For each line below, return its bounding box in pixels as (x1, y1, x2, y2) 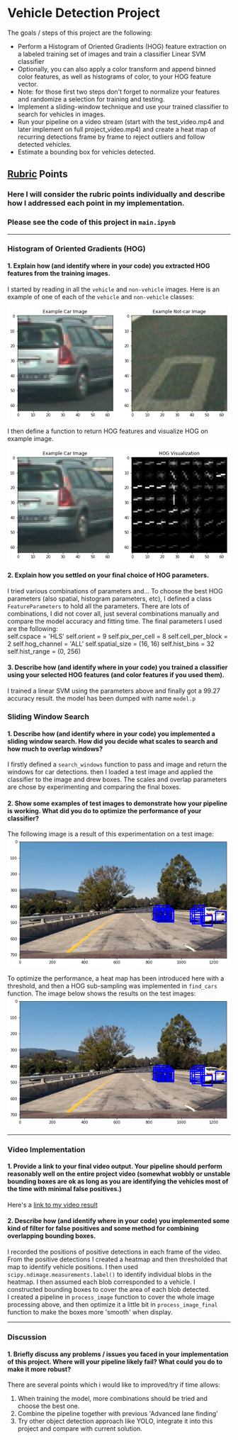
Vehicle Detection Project (7, 5, 161, 21)
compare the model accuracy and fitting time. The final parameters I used (7, 617, 222, 625)
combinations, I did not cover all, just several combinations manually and (7, 609, 220, 618)
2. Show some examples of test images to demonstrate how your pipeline (7, 799, 228, 808)
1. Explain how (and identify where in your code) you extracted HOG (7, 262, 210, 270)
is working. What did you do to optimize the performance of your (7, 806, 202, 815)
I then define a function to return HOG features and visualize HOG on (7, 427, 209, 435)
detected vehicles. (17, 140, 72, 148)
